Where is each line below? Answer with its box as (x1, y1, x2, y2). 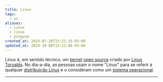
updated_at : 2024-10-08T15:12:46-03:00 (5, 43, 86, 48)
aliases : (5, 20, 23, 26)
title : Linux (5, 7, 32, 12)
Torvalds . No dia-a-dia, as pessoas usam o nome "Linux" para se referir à (5, 62, 153, 67)
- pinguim (9, 34, 29, 39)
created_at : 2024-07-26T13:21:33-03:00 (5, 39, 86, 44)
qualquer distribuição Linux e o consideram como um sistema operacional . (5, 66, 154, 73)
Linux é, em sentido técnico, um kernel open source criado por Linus (5, 56, 143, 62)
